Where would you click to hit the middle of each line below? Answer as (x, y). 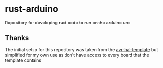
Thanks (17, 38)
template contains (23, 60)
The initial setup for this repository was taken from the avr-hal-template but (81, 49)
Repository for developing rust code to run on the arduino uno (68, 23)
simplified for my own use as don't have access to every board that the (77, 55)
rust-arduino (32, 9)
